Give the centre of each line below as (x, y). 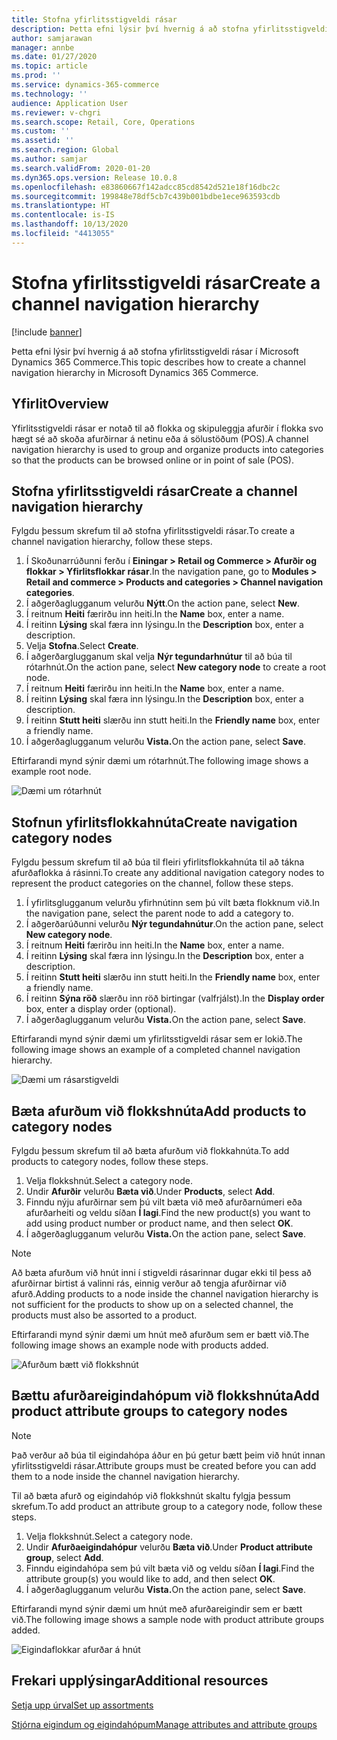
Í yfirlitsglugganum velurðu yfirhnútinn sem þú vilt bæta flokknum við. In (173, 903)
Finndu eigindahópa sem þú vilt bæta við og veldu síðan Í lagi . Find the (170, 1568)
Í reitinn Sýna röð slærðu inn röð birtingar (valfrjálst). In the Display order (175, 998)
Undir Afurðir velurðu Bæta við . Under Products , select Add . (150, 1191)
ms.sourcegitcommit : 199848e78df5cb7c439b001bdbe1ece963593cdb (146, 196)
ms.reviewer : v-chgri (56, 112)
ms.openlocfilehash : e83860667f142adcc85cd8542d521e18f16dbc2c (146, 187)
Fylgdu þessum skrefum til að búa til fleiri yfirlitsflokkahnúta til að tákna (158, 862)
